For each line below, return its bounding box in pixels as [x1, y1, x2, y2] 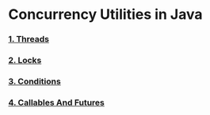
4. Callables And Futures [8, 97, 105, 108]
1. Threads [8, 34, 50, 45]
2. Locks [8, 55, 42, 66]
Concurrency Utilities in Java [8, 6, 204, 24]
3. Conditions [8, 76, 61, 87]
